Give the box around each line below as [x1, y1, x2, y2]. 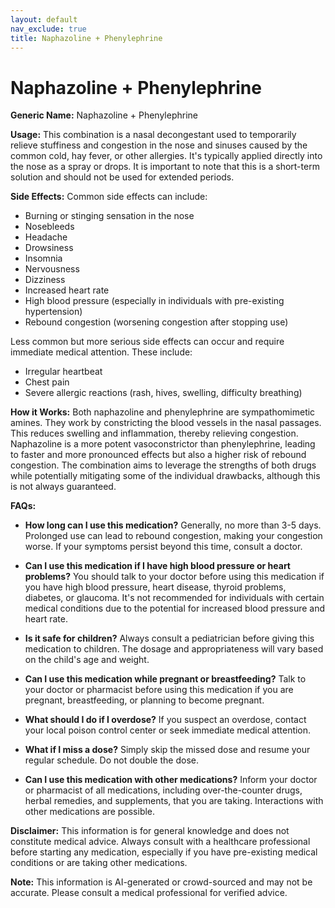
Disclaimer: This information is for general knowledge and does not [10, 825, 290, 837]
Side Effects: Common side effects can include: [10, 191, 208, 203]
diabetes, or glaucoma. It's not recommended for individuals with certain [24, 592, 325, 604]
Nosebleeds [24, 221, 75, 233]
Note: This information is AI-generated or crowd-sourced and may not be [10, 876, 313, 888]
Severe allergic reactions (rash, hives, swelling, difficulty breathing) [24, 387, 303, 399]
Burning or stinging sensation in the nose [24, 210, 195, 222]
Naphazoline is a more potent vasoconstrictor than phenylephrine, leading [10, 438, 316, 450]
